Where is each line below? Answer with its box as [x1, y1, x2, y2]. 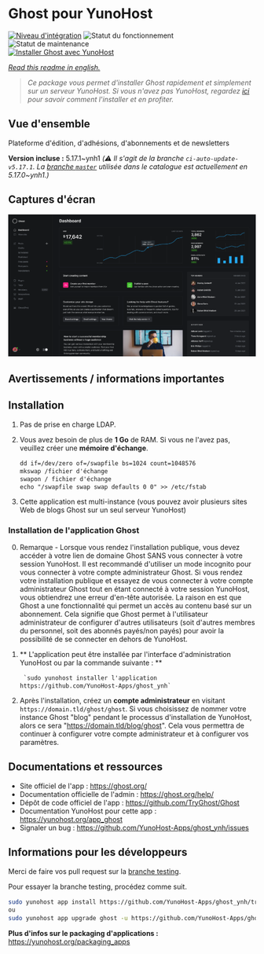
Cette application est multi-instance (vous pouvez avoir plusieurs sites [19, 497, 247, 506]
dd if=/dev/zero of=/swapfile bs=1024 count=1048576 [19, 459, 196, 468]
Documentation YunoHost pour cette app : [19, 806, 157, 816]
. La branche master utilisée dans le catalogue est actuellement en [32, 162, 248, 171]
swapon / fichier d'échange [19, 475, 112, 483]
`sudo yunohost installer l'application [23, 673, 158, 682]
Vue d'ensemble [8, 117, 90, 130]
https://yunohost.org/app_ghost [19, 814, 123, 824]
